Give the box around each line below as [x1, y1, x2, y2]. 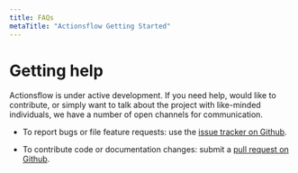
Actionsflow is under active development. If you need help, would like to [9, 90, 276, 101]
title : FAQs [9, 13, 54, 23]
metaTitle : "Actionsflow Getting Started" [9, 22, 171, 31]
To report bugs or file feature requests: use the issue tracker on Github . [22, 127, 287, 138]
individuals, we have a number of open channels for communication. [9, 109, 264, 120]
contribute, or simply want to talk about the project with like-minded [9, 100, 261, 111]
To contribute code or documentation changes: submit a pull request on [22, 144, 290, 155]
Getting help [9, 60, 104, 81]
